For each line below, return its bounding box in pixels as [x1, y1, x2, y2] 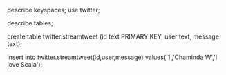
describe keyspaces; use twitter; [7, 6, 100, 14]
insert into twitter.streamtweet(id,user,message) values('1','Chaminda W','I [7, 53, 218, 61]
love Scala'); [7, 61, 43, 68]
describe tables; [7, 19, 53, 27]
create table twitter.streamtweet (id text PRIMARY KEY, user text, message [7, 32, 220, 41]
